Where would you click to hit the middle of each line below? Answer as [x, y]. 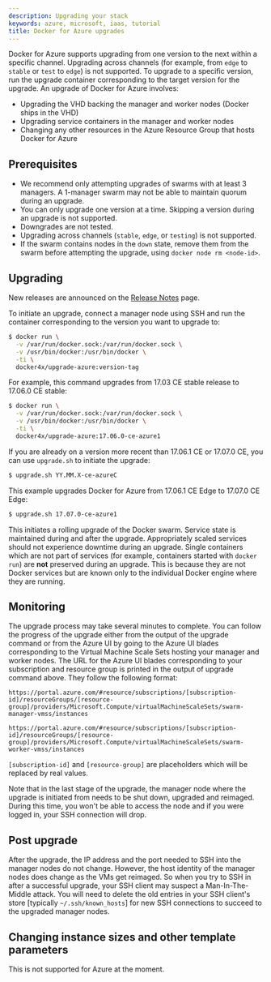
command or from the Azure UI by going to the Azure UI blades [114, 643]
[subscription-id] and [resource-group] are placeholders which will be [128, 765]
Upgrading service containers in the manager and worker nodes [127, 122]
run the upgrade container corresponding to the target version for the [124, 80]
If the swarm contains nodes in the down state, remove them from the [134, 244]
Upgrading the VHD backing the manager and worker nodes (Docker [134, 104]
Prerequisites [43, 164]
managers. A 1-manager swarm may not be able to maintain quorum [133, 192]
